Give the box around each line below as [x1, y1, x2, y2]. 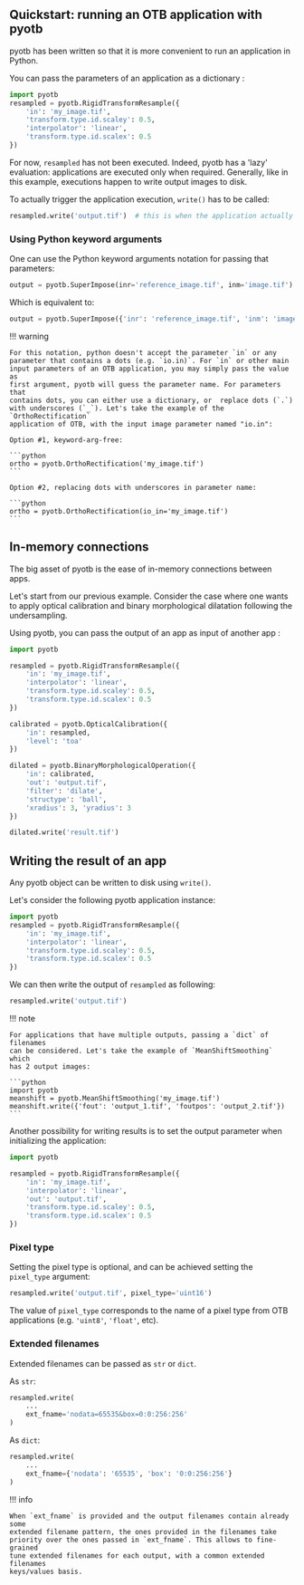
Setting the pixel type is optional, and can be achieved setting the [9, 1262, 253, 1273]
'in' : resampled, [25, 728, 91, 737]
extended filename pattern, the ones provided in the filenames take [9, 1527, 278, 1536]
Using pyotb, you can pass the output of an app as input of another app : [9, 627, 280, 638]
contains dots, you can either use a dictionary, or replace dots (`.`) [9, 396, 294, 405]
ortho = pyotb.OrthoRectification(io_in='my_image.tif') [9, 506, 229, 515]
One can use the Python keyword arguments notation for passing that [9, 254, 269, 264]
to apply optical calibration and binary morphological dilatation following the [9, 600, 292, 610]
